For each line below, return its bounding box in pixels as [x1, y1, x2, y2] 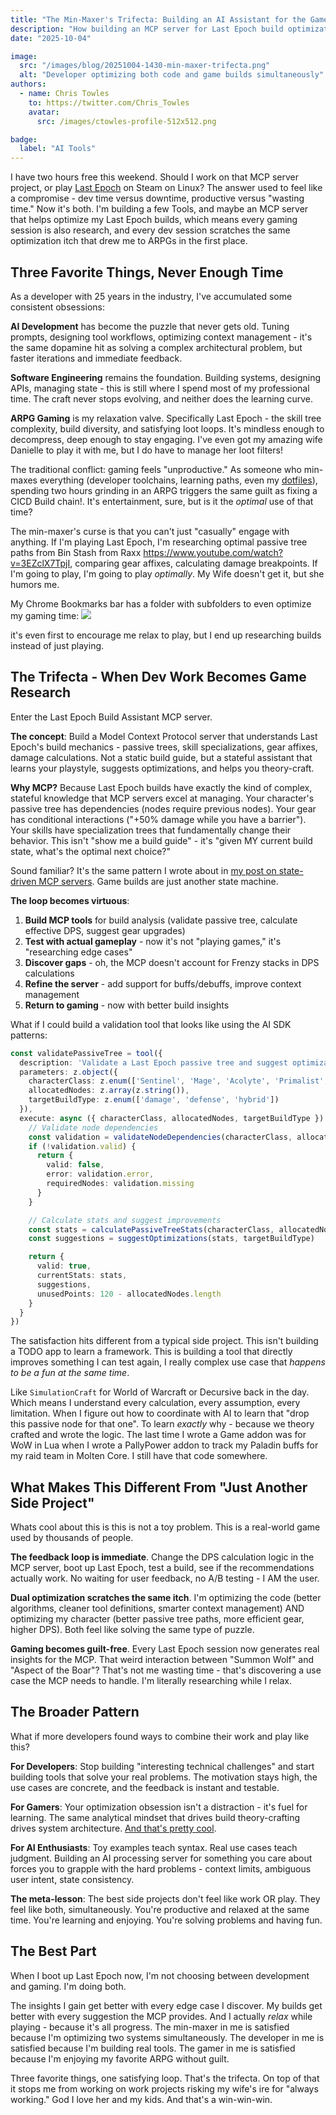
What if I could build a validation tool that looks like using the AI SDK [10, 1018, 292, 1030]
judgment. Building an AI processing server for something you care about [10, 1852, 313, 1864]
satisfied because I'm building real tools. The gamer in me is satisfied [10, 2042, 296, 2054]
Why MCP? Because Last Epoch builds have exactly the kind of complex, [10, 781, 313, 793]
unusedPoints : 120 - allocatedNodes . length [36, 1289, 222, 1299]
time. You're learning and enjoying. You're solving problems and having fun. [10, 1914, 323, 1926]
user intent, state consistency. [10, 1873, 135, 1885]
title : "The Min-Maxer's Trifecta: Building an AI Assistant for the [10, 14, 307, 25]
